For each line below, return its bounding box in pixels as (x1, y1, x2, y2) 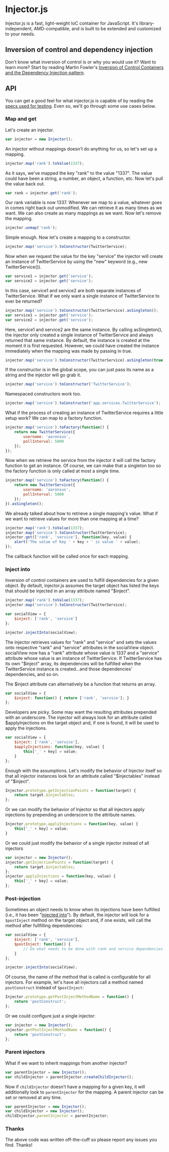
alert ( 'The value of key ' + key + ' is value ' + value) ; (14, 539, 141, 545)
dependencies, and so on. (5, 671, 59, 677)
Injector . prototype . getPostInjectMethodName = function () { (5, 994, 134, 999)
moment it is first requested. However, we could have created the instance (5, 343, 159, 349)
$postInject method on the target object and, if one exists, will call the (5, 917, 151, 923)
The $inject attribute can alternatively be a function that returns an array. (5, 681, 156, 687)
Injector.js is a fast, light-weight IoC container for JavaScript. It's (5, 20, 138, 26)
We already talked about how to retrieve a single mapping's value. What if (5, 510, 158, 516)
